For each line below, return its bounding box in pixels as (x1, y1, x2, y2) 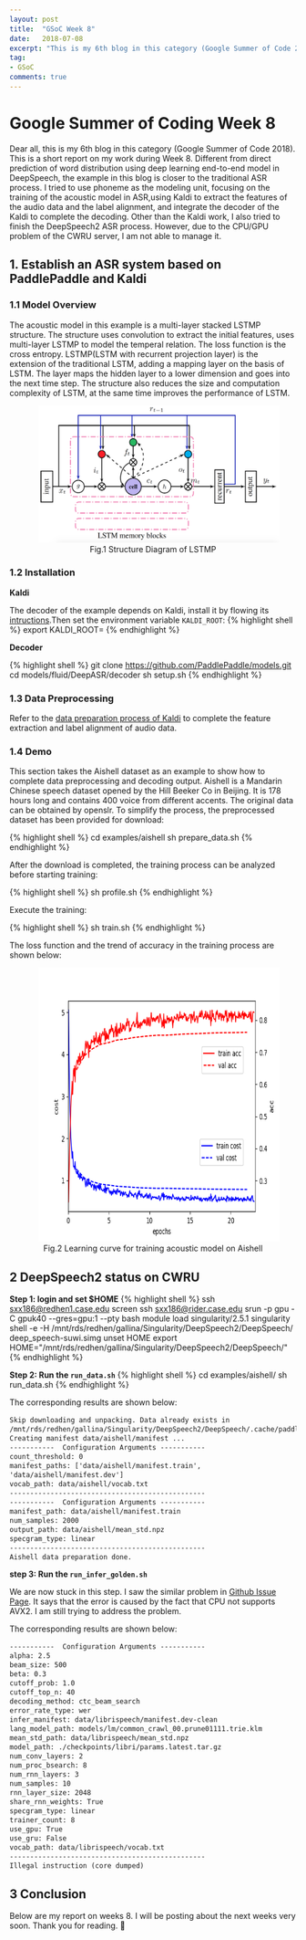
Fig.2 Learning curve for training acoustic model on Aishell (43, 1243, 263, 1254)
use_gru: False (9, 1834, 67, 1843)
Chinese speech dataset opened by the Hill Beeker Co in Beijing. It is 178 (9, 785, 281, 796)
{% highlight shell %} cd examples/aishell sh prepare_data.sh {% (9, 832, 253, 844)
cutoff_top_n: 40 (9, 1688, 76, 1697)
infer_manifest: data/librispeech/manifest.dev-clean (9, 1715, 219, 1725)
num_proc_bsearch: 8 (9, 1761, 88, 1770)
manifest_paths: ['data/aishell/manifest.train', (9, 1462, 202, 1471)
